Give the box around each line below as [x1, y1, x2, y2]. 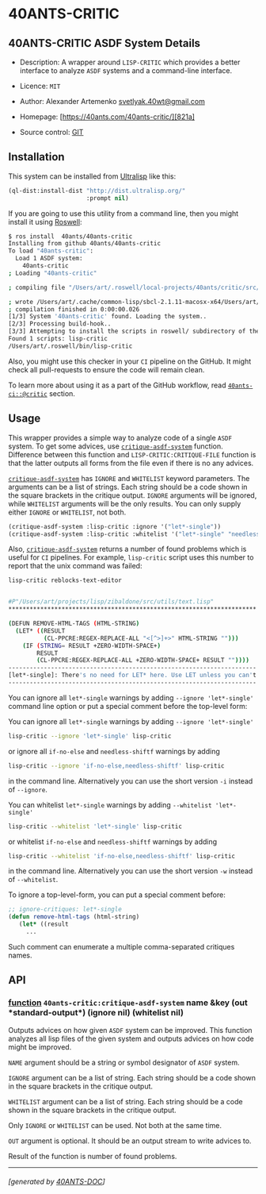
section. [48, 388, 75, 398]
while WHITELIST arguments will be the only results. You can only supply [8, 499, 241, 508]
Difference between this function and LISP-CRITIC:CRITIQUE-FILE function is [8, 449, 256, 459]
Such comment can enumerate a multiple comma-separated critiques [8, 942, 235, 951]
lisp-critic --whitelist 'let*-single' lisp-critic [8, 822, 182, 830]
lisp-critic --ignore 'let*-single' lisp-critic [8, 732, 172, 740]
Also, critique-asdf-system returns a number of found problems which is [8, 545, 247, 554]
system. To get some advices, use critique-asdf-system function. [8, 441, 223, 451]
